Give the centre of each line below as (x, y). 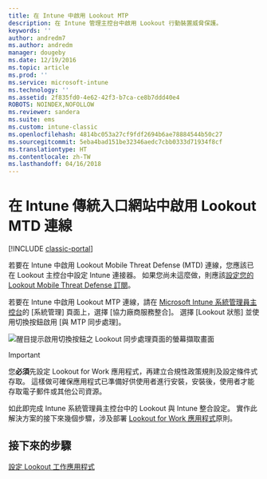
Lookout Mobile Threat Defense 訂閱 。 (72, 285)
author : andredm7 (37, 38)
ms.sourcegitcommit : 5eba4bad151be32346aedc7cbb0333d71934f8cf (116, 142)
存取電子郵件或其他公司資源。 (57, 391)
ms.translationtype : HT (48, 149)
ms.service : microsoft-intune (59, 82)
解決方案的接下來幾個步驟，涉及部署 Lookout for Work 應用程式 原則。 (123, 418)
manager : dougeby (37, 53)
